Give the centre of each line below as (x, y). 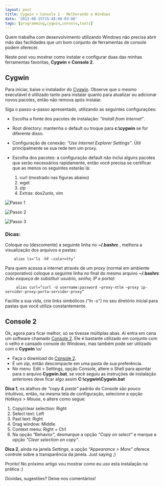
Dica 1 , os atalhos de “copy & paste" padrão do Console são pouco (73, 389)
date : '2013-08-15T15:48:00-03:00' (41, 19)
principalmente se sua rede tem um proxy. (55, 148)
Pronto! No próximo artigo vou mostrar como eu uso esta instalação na (76, 464)
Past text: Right (27, 419)
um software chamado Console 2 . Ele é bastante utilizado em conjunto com (81, 339)
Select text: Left (28, 414)
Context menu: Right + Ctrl (39, 429)
